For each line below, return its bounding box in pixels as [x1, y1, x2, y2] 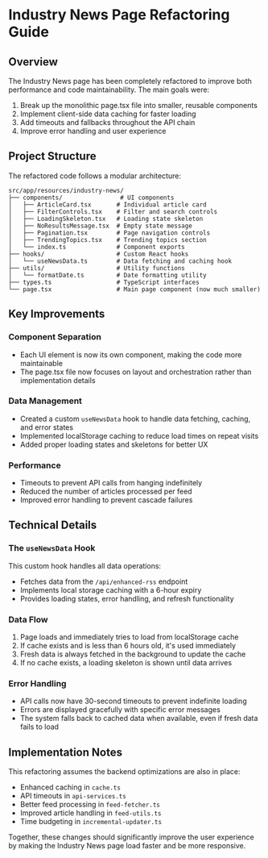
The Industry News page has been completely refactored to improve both [8, 77, 252, 85]
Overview [8, 55, 59, 69]
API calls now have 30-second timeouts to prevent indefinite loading [19, 696, 247, 706]
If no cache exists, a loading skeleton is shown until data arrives [19, 658, 232, 668]
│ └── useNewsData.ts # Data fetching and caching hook [8, 256, 232, 265]
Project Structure [8, 149, 97, 163]
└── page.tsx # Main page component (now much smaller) [8, 285, 262, 294]
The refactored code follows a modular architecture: [8, 171, 181, 181]
